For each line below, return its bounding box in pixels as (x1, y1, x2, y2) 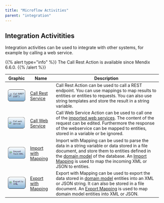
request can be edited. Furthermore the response (56, 120, 155, 126)
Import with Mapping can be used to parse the (56, 137, 149, 143)
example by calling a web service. (5, 50, 73, 56)
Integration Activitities (5, 32, 75, 40)
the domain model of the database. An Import (56, 153, 147, 159)
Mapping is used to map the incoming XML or (56, 158, 147, 164)
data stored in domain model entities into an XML (56, 175, 154, 181)
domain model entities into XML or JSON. (56, 191, 139, 197)
